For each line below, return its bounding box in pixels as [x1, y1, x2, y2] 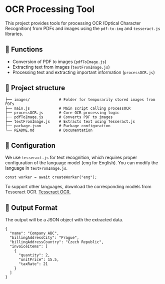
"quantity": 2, [18, 253, 50, 258]
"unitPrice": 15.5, [18, 257, 59, 262]
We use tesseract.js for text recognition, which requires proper [5, 154, 137, 161]
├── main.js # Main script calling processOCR [5, 106, 131, 111]
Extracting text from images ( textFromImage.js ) [12, 64, 110, 70]
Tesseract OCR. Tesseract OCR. [5, 189, 71, 195]
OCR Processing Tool [5, 4, 95, 15]
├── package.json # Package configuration [5, 123, 111, 128]
